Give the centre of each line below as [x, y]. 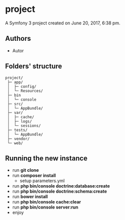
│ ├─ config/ [22, 86]
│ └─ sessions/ [24, 125]
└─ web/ [15, 143]
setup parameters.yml [42, 181]
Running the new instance [46, 158]
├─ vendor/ [18, 139]
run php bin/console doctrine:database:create [61, 186]
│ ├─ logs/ [20, 121]
